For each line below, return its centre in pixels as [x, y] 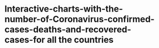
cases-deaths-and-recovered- [68, 30]
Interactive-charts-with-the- [64, 9]
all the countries [80, 40]
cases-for [25, 40]
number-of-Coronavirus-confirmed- [79, 19]
